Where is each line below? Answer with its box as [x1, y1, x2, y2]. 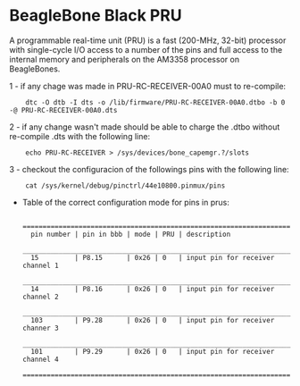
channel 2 [21, 292, 60, 301]
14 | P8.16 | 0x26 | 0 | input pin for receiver [30, 284, 275, 293]
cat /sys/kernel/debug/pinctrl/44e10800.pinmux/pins [25, 180, 226, 190]
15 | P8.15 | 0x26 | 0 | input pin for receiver [30, 253, 275, 262]
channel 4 [21, 355, 60, 364]
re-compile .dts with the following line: [9, 130, 150, 141]
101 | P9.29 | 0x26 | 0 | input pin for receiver [30, 347, 275, 356]
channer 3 [21, 323, 60, 332]
